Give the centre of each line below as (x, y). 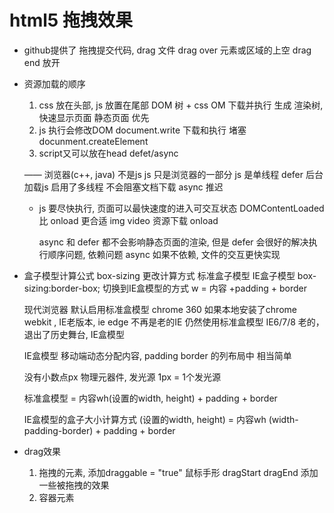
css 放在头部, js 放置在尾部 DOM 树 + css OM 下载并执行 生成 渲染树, (181, 105)
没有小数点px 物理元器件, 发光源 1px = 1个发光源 (122, 377)
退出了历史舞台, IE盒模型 (74, 334)
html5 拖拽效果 (71, 20)
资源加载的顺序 (54, 83)
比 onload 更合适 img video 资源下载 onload (128, 220)
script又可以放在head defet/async (108, 153)
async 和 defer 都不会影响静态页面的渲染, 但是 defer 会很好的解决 (173, 242)
